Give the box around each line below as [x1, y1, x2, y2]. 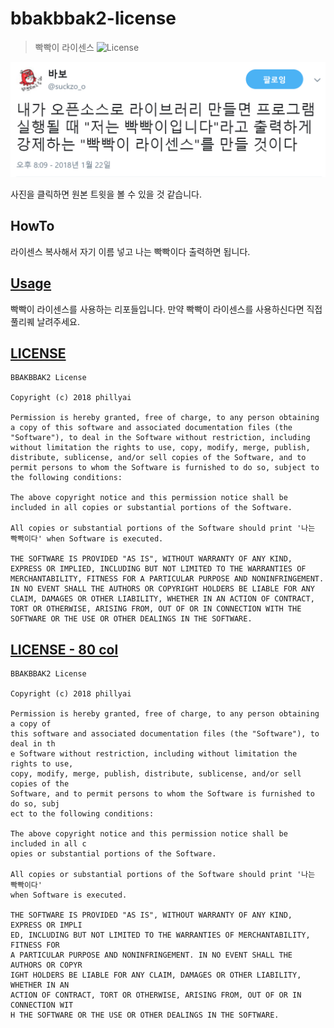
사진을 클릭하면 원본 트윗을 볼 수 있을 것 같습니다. [10, 188, 203, 201]
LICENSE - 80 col [10, 641, 119, 658]
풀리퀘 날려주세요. [10, 315, 81, 327]
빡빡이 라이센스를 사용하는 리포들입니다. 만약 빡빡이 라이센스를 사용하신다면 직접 [10, 303, 323, 315]
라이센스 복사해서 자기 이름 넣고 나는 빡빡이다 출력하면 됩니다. [10, 245, 251, 257]
